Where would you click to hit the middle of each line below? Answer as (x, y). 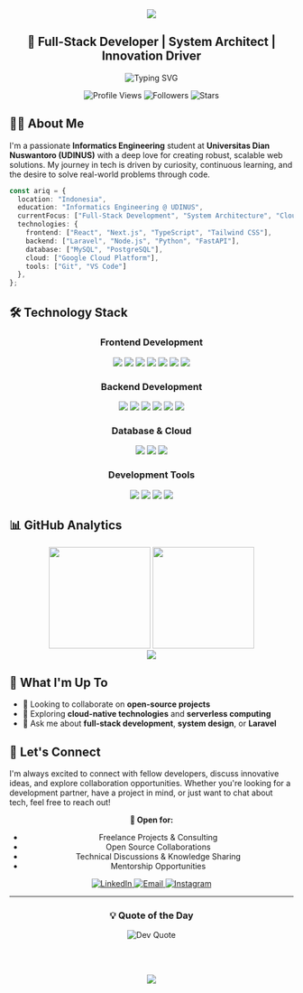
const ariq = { (38, 190)
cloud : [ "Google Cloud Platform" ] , (92, 258)
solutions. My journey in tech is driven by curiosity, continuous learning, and (151, 164)
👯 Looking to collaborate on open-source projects (116, 704)
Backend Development (151, 386)
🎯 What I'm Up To (59, 682)
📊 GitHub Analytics (66, 526)
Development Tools (151, 475)
